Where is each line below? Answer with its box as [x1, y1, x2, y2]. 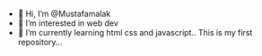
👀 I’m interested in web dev [17, 18, 119, 28]
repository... [17, 36, 63, 47]
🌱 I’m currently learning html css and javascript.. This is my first [17, 28, 253, 37]
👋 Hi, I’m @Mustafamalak [17, 9, 111, 19]
